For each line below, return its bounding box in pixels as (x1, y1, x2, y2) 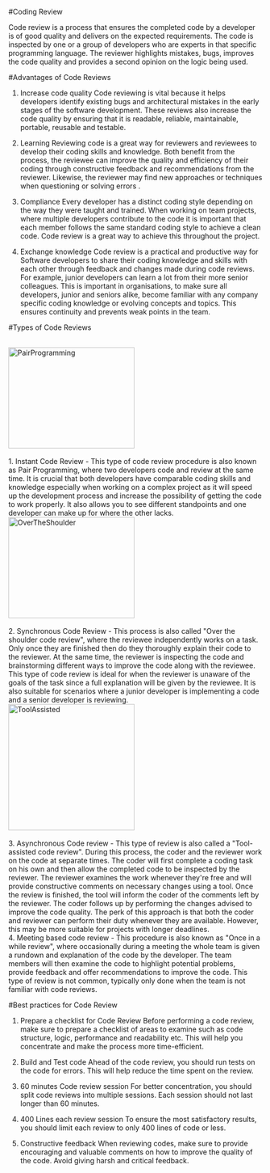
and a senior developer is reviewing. (8, 695, 129, 704)
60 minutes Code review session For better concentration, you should (19, 1082, 252, 1091)
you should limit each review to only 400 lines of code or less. (19, 1123, 226, 1133)
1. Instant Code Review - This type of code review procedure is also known (8, 457, 257, 466)
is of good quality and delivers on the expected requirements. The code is (8, 32, 254, 40)
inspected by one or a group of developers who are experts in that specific (8, 40, 257, 49)
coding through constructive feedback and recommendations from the (19, 164, 255, 173)
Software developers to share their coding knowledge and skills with (19, 255, 247, 265)
